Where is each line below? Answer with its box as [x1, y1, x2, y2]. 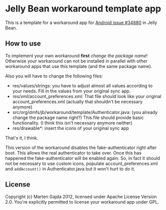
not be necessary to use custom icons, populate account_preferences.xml [5, 160, 158, 166]
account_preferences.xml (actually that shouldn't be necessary [12, 98, 143, 104]
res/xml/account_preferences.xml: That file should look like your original [12, 93, 161, 99]
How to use [5, 39, 41, 48]
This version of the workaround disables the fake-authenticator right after [5, 144, 157, 150]
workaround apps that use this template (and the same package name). [5, 63, 152, 69]
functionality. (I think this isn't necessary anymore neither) [12, 119, 132, 125]
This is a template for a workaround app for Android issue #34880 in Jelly [5, 19, 157, 25]
